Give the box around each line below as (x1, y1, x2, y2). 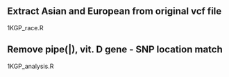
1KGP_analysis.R (7, 62, 54, 70)
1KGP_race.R (7, 23, 44, 32)
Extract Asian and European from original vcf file (7, 5, 222, 17)
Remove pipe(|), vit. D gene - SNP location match (7, 44, 223, 56)
